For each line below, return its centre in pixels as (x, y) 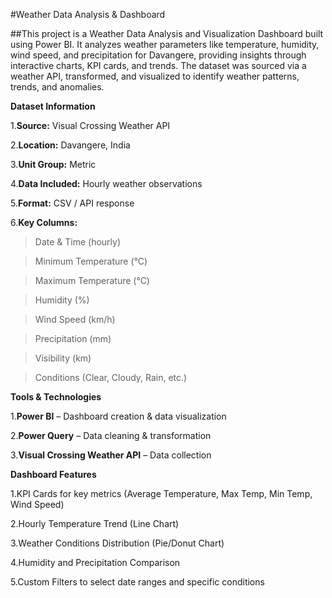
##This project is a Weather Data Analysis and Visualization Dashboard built (167, 33)
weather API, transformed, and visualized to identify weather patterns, (155, 76)
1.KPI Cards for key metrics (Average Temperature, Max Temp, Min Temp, (161, 493)
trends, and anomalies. (57, 87)
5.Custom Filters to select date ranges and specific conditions (137, 582)
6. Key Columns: (44, 222)
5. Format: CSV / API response (72, 203)
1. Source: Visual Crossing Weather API (90, 125)
